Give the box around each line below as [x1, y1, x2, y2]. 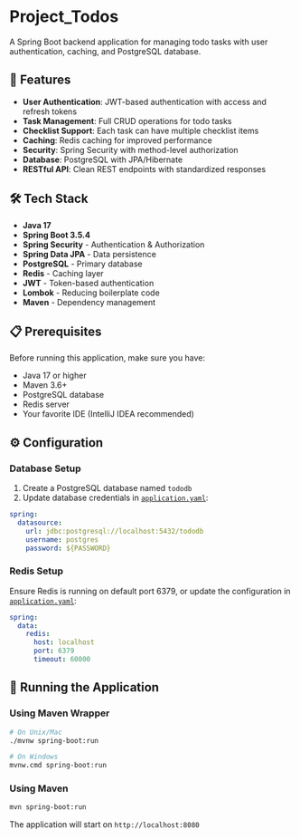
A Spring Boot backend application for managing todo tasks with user [9, 36, 268, 47]
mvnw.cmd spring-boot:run [9, 761, 107, 770]
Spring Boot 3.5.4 [22, 229, 90, 240]
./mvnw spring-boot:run [9, 736, 99, 745]
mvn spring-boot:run [9, 803, 88, 812]
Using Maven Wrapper [9, 707, 110, 719]
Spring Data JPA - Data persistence [22, 248, 156, 259]
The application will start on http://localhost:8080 [9, 819, 201, 830]
